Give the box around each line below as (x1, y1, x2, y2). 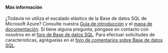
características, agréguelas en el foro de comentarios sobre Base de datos (5, 37, 163, 43)
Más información (5, 4, 43, 10)
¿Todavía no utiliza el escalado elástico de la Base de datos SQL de (5, 15, 147, 21)
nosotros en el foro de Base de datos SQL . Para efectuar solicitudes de (5, 32, 155, 38)
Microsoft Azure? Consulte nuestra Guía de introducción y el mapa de (5, 21, 153, 27)
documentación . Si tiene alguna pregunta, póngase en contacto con (5, 26, 149, 33)
